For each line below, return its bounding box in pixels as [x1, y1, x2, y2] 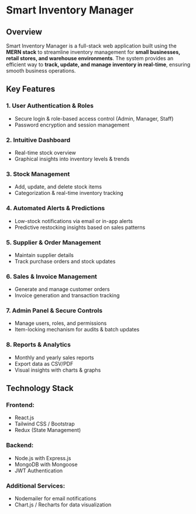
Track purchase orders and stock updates [14, 258, 116, 265]
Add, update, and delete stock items [14, 183, 102, 190]
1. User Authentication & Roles [6, 102, 94, 110]
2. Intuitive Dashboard [6, 136, 71, 144]
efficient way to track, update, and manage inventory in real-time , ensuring [6, 61, 191, 68]
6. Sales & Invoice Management [6, 272, 98, 280]
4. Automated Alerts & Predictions [6, 204, 105, 213]
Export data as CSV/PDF [14, 360, 74, 367]
